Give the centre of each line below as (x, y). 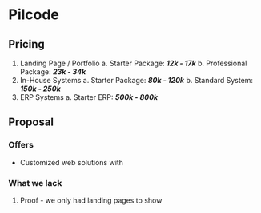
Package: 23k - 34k (53, 72)
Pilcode (34, 15)
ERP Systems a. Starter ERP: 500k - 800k (89, 97)
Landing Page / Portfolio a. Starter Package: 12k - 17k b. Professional (133, 63)
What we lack (35, 183)
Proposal (31, 122)
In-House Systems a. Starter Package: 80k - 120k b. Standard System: (137, 80)
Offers (21, 145)
